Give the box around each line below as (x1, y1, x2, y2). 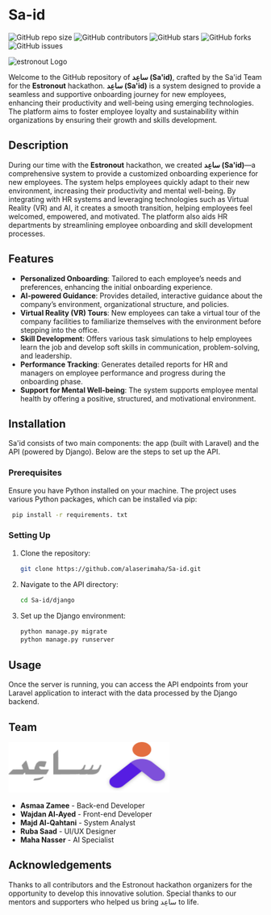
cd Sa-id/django (19, 596, 75, 604)
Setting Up (8, 530, 51, 541)
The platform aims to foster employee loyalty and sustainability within (8, 107, 240, 116)
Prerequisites (8, 467, 62, 478)
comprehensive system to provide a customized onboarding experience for (8, 168, 259, 178)
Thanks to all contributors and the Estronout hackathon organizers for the (8, 879, 252, 889)
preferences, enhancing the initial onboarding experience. (19, 282, 213, 292)
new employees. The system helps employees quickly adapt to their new (8, 177, 250, 187)
